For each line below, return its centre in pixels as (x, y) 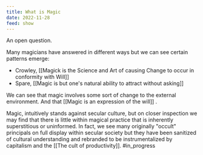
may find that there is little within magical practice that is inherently (90, 120)
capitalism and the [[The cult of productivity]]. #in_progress (81, 146)
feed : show (20, 23)
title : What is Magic (34, 12)
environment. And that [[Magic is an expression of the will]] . (82, 102)
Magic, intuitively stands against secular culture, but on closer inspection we (102, 114)
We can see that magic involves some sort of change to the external (91, 95)
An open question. (29, 41)
